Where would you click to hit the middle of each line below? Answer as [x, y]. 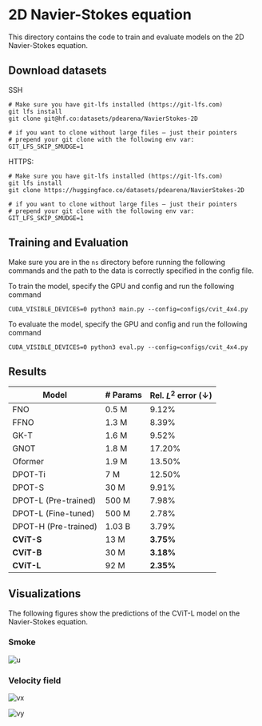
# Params [123, 395]
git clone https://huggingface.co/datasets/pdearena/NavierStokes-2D [127, 190]
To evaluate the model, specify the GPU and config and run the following [128, 324]
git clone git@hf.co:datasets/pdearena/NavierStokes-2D [103, 118]
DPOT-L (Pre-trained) [54, 500]
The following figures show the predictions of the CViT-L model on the [124, 613]
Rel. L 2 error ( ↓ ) [181, 395]
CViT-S [27, 539]
